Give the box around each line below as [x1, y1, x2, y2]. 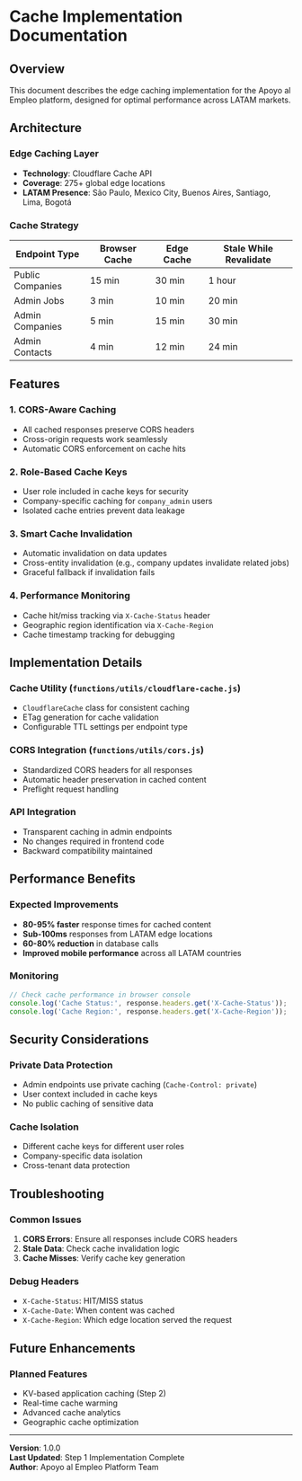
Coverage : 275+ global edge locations [22, 177, 166, 188]
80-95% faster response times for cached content [22, 918, 211, 929]
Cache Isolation [9, 1121, 79, 1133]
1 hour [208, 274, 236, 287]
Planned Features [9, 1368, 88, 1380]
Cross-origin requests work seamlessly [22, 433, 168, 444]
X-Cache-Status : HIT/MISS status [22, 1296, 144, 1307]
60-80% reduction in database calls [22, 937, 159, 949]
